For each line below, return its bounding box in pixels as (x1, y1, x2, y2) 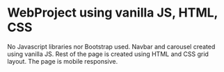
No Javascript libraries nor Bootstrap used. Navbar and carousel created (7, 42, 216, 51)
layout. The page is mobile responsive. (7, 57, 118, 65)
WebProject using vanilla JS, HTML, (7, 5, 218, 21)
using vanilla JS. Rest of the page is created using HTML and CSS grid (7, 50, 209, 58)
